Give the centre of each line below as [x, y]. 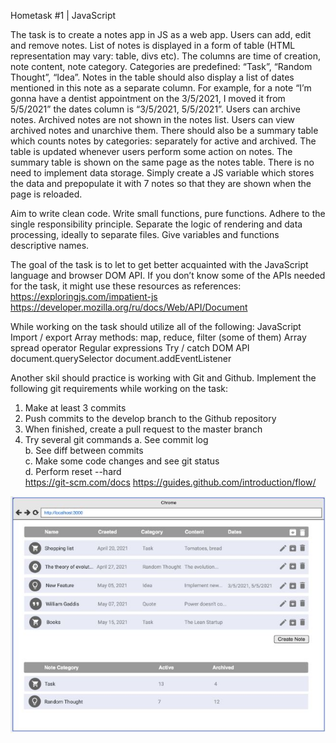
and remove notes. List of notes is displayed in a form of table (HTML [153, 45]
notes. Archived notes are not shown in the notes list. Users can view [152, 119]
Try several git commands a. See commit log [116, 439]
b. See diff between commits [84, 450]
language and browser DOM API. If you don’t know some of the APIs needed [168, 275]
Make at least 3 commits [75, 408]
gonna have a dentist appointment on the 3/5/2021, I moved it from [148, 98]
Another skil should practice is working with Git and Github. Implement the [163, 378]
